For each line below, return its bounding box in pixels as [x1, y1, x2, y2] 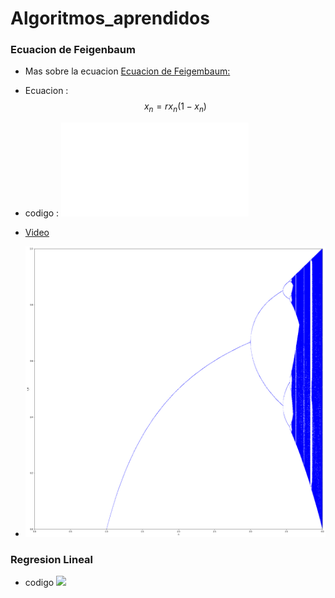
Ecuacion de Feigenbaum [10, 43, 136, 57]
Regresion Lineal [10, 552, 94, 566]
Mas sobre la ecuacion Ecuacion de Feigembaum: [24, 65, 231, 77]
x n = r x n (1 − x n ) [143, 100, 207, 115]
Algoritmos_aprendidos [10, 7, 210, 30]
